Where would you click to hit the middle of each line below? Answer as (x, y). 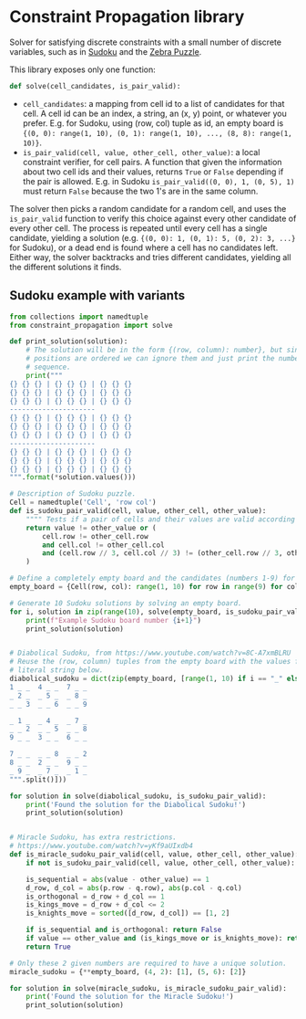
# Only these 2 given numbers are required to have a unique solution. (148, 963)
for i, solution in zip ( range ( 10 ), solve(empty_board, (116, 612)
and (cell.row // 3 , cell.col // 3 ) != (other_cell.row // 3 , (163, 553)
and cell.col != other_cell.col (104, 545)
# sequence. (48, 367)
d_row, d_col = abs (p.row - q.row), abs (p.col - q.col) (134, 888)
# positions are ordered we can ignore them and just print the (150, 359)
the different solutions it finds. (66, 267)
